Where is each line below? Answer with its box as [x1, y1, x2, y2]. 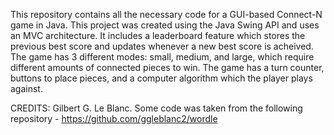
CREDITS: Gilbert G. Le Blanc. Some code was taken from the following [10, 102, 303, 114]
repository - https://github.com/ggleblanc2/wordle [10, 113, 218, 124]
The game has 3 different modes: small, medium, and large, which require [10, 51, 315, 63]
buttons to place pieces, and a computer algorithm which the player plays [10, 72, 313, 84]
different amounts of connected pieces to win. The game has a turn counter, [10, 62, 325, 73]
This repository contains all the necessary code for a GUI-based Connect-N [10, 9, 323, 20]
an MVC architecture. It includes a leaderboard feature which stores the [10, 30, 306, 41]
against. [10, 83, 43, 94]
